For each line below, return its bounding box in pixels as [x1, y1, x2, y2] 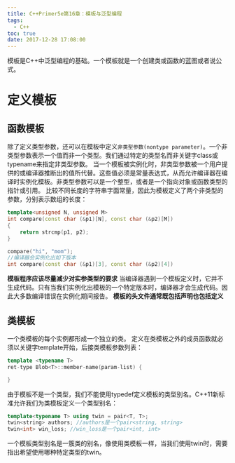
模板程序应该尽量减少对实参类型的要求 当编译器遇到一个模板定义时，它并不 [7, 274, 224, 283]
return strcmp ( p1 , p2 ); [20, 229, 90, 236]
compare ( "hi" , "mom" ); [7, 248, 73, 255]
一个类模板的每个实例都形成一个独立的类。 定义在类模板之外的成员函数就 [7, 334, 218, 342]
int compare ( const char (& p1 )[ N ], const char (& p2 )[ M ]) [7, 215, 173, 222]
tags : [7, 17, 23, 24]
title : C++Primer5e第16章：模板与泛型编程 [7, 10, 122, 18]
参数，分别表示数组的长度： [7, 195, 87, 203]
